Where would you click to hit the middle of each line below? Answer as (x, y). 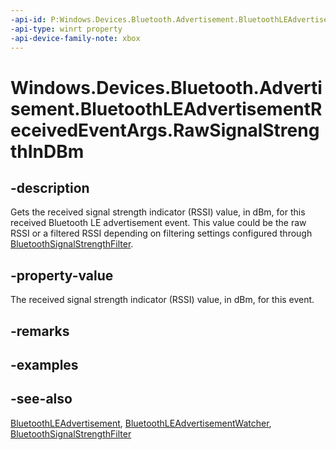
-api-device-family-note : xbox (75, 38)
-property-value (62, 275)
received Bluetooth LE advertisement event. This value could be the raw (158, 223)
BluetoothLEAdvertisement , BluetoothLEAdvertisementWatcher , (141, 423)
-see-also (41, 399)
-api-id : (28, 19)
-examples (44, 364)
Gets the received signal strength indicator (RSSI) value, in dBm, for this (158, 212)
